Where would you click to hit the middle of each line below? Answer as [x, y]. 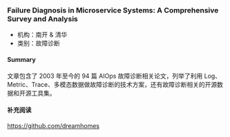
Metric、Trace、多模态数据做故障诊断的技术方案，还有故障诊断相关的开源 [112, 84]
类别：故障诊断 [38, 43]
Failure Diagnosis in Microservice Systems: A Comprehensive [113, 10]
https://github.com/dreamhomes [54, 125]
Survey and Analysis [42, 19]
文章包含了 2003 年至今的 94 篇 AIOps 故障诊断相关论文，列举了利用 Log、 [114, 76]
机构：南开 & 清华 [42, 35]
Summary [21, 59]
